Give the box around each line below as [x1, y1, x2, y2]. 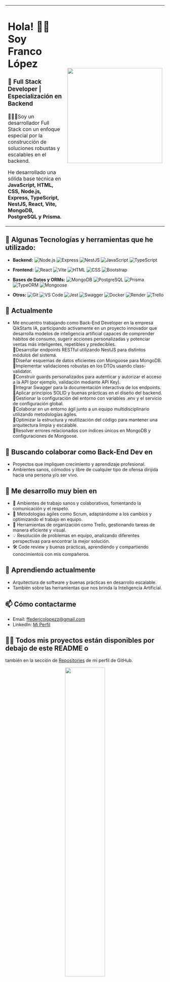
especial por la [8, 132, 43, 139]
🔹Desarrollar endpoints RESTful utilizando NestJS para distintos [12, 347, 146, 353]
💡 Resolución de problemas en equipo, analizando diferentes [12, 532, 140, 538]
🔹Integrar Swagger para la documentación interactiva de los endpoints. [12, 384, 161, 391]
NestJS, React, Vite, [8, 200, 57, 207]
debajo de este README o [5, 644, 89, 652]
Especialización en [8, 92, 62, 100]
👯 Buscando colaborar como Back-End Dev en [5, 447, 153, 456]
